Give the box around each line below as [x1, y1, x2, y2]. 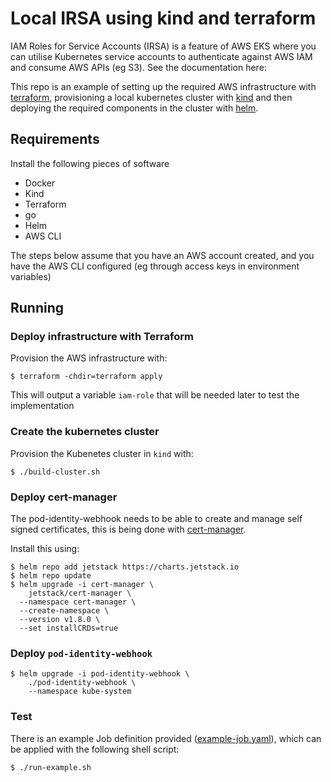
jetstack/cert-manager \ [28, 588, 132, 599]
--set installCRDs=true [19, 623, 118, 634]
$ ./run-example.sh [10, 762, 92, 772]
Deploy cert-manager [10, 490, 118, 504]
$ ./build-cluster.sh [10, 467, 101, 477]
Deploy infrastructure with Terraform [10, 330, 194, 344]
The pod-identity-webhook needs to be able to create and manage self [10, 513, 303, 525]
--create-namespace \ [19, 606, 110, 616]
